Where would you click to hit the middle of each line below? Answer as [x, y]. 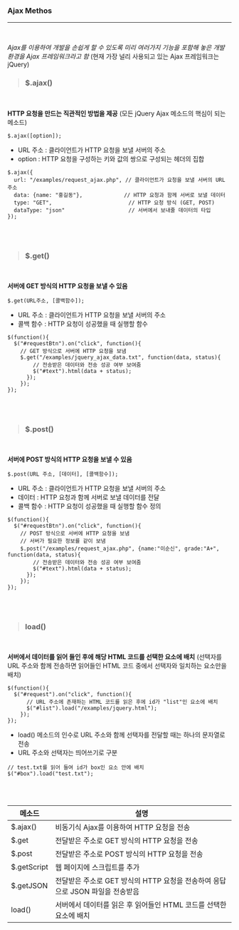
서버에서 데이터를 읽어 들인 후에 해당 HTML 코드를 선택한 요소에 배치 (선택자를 [115, 657]
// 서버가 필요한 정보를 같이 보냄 [63, 541]
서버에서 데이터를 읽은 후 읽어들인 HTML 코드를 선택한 [141, 905]
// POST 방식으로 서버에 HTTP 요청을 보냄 [75, 533]
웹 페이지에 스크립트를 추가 [97, 867]
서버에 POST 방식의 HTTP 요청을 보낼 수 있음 [70, 459]
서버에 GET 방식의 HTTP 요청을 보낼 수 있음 [68, 286]
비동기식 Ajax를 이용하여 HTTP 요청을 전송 [123, 827]
